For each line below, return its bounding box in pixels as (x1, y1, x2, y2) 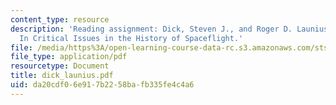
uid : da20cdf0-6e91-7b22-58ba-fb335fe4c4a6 (10, 80, 195, 90)
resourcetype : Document (10, 61, 110, 71)
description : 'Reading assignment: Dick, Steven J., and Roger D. (10, 24, 293, 34)
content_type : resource (10, 14, 110, 25)
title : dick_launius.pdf (10, 71, 114, 81)
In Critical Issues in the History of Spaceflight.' (19, 33, 244, 43)
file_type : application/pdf (10, 52, 128, 62)
